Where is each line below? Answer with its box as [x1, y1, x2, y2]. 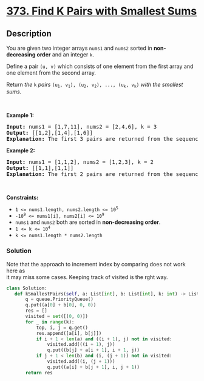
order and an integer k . [36, 51, 94, 58]
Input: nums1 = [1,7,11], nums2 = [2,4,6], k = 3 [6, 123, 157, 130]
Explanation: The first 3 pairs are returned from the [6, 135, 173, 143]
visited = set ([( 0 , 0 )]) [25, 314, 88, 320]
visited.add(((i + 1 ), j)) [47, 342, 115, 348]
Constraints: [6, 194, 39, 201]
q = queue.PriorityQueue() [25, 296, 94, 303]
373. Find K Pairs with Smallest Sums [6, 4, 197, 18]
